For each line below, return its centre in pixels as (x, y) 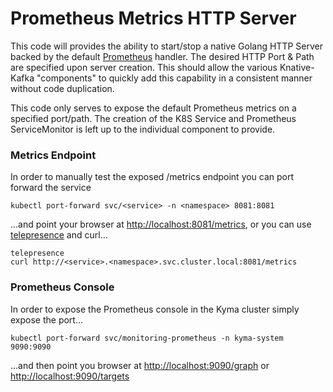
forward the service (51, 188)
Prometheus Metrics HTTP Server (153, 18)
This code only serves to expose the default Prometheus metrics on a (153, 108)
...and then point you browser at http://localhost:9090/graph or (140, 365)
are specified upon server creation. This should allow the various (144, 67)
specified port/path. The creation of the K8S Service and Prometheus (153, 118)
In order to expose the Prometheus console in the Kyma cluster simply (155, 309)
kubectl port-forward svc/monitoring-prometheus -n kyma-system (147, 338)
